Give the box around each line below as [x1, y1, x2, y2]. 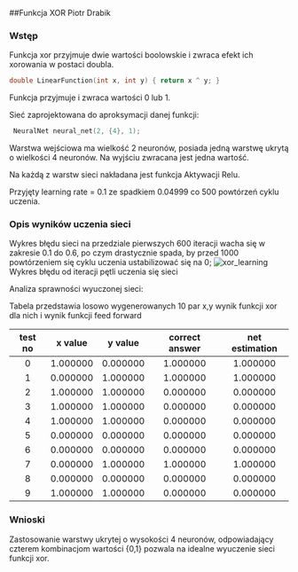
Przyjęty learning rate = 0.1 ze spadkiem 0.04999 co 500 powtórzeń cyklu [9, 186, 279, 198]
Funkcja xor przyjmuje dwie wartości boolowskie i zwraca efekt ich [9, 50, 255, 60]
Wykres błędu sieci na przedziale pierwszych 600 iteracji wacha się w [9, 239, 266, 249]
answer [168, 342, 201, 355]
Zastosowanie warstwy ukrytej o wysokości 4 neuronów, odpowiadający [9, 534, 274, 545]
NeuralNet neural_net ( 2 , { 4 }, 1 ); [12, 127, 141, 136]
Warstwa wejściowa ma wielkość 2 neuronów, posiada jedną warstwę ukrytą [9, 143, 289, 153]
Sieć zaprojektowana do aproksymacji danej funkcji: [9, 110, 200, 121]
